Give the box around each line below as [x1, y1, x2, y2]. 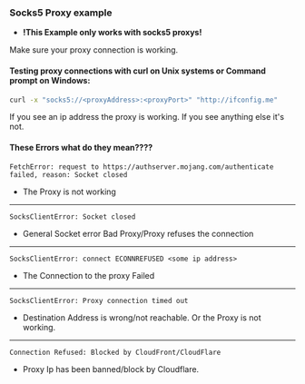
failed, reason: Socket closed [9, 170, 128, 179]
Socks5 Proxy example [9, 6, 113, 19]
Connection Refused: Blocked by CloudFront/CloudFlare [9, 348, 221, 357]
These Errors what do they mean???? [9, 142, 153, 153]
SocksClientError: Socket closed [9, 212, 136, 222]
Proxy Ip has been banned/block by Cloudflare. [22, 363, 200, 374]
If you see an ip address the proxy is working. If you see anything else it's [9, 112, 284, 123]
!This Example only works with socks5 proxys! [22, 27, 202, 38]
